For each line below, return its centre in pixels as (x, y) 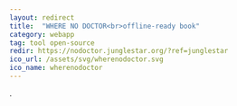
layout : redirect (42, 18)
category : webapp (42, 34)
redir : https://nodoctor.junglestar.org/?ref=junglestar (119, 51)
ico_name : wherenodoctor (56, 68)
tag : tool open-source (52, 43)
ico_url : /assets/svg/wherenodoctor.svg (87, 59)
